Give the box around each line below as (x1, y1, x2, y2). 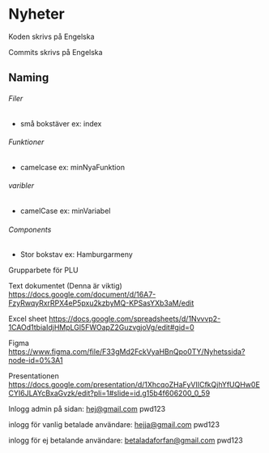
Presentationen (8, 371, 59, 381)
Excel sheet (8, 314, 47, 324)
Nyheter (8, 5, 65, 24)
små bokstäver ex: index (19, 118, 102, 128)
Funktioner (8, 137, 45, 147)
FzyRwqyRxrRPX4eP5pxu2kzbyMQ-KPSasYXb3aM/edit (8, 298, 194, 308)
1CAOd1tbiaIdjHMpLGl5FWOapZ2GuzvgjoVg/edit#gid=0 (8, 323, 194, 332)
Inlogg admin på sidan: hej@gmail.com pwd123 (8, 404, 166, 414)
